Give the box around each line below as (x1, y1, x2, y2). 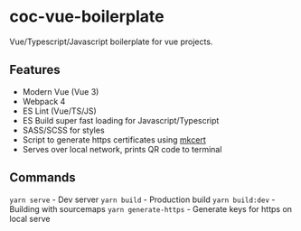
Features (9, 62, 61, 78)
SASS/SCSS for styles (22, 125, 106, 135)
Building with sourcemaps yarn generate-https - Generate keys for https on (9, 203, 292, 214)
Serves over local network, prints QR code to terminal (22, 143, 222, 154)
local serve (9, 213, 51, 224)
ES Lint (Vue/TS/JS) (22, 106, 97, 116)
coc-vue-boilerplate (9, 6, 165, 27)
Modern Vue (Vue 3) (22, 86, 99, 97)
